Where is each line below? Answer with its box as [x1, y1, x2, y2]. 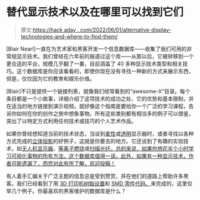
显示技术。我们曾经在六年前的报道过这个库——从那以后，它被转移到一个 [16, 52, 194, 60]
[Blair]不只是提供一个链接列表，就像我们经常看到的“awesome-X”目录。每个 [6, 87, 190, 95]
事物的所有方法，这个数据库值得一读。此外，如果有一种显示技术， [26, 152, 189, 160]
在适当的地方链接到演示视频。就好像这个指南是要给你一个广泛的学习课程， [6, 102, 189, 110]
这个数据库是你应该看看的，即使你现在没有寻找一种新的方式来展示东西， [16, 67, 194, 74]
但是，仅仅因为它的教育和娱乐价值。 [6, 75, 95, 82]
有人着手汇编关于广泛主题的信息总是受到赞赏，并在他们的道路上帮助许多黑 [6, 172, 189, 179]
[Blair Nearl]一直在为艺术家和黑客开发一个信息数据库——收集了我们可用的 [6, 45, 187, 52]
